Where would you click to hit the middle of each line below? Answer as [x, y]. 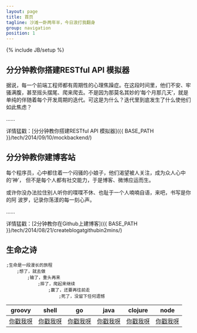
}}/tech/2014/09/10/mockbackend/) [49, 137]
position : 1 [21, 33]
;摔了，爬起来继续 [56, 284]
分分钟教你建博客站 [41, 157]
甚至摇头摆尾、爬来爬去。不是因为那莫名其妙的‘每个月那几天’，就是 [107, 92]
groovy [21, 310]
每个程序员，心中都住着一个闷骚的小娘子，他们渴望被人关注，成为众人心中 [96, 172]
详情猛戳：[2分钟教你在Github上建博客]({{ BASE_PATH [72, 223]
